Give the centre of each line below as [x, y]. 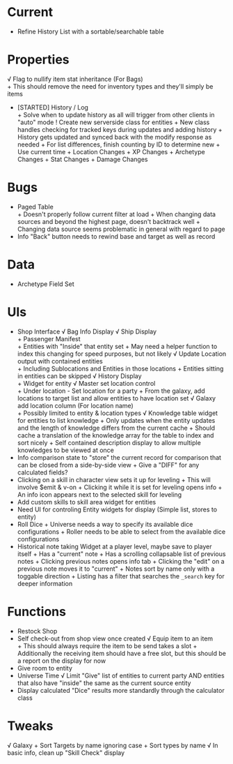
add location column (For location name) [75, 405]
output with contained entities [60, 361]
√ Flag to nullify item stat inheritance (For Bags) [75, 79]
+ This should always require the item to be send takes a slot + [107, 645]
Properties [38, 60]
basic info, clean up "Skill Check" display [66, 752]
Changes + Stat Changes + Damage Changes [82, 159]
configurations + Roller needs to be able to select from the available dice [121, 532]
